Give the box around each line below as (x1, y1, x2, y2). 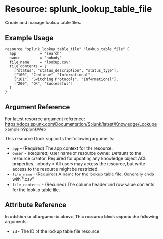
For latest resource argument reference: (5, 116, 85, 122)
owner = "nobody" (9, 55, 62, 60)
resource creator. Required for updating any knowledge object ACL (12, 155, 147, 161)
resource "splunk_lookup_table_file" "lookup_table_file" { (5, 46, 130, 52)
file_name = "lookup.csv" (9, 60, 71, 65)
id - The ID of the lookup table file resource (12, 228, 100, 234)
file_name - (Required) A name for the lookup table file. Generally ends (12, 171, 154, 177)
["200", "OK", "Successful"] (14, 81, 73, 86)
